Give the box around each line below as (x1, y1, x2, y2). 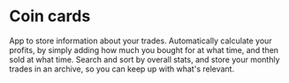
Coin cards (9, 6, 91, 26)
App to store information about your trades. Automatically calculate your (9, 35, 272, 46)
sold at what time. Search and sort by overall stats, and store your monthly (9, 54, 280, 64)
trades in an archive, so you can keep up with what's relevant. (9, 64, 235, 74)
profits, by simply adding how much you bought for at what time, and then (9, 44, 279, 55)
